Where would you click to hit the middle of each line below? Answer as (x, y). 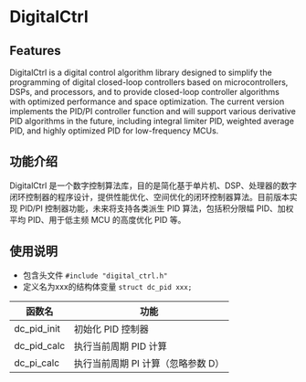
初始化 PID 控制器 (111, 329)
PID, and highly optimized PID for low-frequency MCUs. (114, 131)
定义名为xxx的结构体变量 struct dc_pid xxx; (107, 286)
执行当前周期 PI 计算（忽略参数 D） (149, 363)
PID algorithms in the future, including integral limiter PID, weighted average (152, 121)
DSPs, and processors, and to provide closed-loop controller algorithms (145, 92)
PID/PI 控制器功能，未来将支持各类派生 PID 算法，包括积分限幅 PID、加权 (157, 208)
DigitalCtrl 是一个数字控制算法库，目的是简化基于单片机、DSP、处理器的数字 (153, 186)
